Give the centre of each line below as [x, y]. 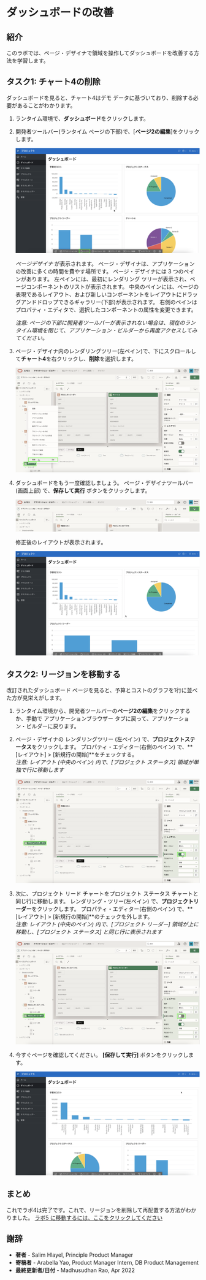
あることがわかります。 [46, 105]
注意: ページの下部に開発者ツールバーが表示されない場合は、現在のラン [105, 322]
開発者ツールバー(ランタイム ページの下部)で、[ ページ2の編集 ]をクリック [107, 131]
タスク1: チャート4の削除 [54, 82]
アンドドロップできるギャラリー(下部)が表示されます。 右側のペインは [109, 302]
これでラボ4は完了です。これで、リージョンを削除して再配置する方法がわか [101, 1210]
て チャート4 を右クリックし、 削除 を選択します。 [76, 359]
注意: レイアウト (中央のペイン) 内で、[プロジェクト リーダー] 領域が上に [107, 924]
